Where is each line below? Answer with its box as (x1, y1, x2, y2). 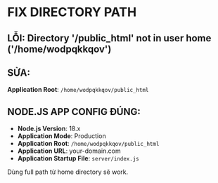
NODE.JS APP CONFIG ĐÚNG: (7, 106, 141, 118)
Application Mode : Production (17, 132, 107, 140)
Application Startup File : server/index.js (17, 154, 139, 163)
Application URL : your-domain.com (17, 147, 121, 155)
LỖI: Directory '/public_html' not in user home (7, 32, 212, 44)
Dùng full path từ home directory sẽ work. (7, 168, 129, 176)
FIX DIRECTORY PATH (7, 4, 137, 20)
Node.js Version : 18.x (17, 124, 81, 133)
